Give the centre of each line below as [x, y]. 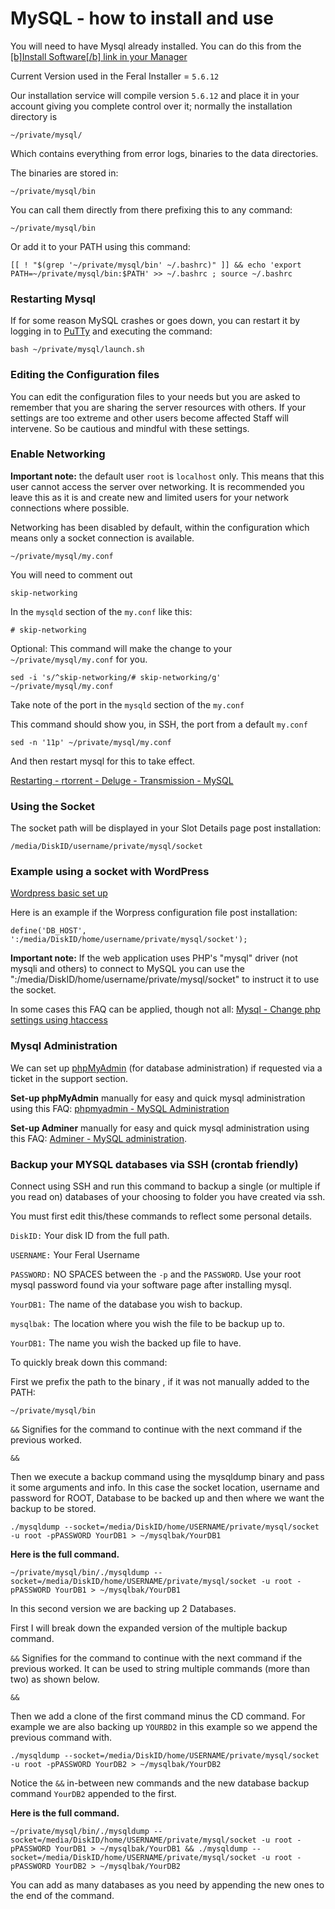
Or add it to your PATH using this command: [100, 246]
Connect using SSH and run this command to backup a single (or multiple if [165, 1186]
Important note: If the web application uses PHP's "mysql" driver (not [154, 958]
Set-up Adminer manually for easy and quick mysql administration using [160, 1128]
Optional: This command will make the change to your [121, 648]
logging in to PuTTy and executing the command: [111, 331]
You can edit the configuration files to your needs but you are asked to [155, 396]
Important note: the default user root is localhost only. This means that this [167, 476]
